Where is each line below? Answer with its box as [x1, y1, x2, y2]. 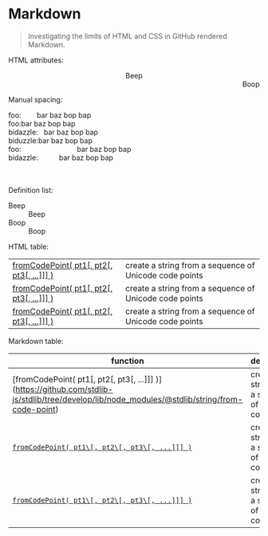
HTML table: [8, 242, 49, 251]
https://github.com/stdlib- [15, 383, 113, 394]
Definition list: [8, 185, 53, 194]
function [111, 355, 144, 366]
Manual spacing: [8, 94, 63, 104]
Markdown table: [8, 336, 64, 346]
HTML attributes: [8, 55, 64, 65]
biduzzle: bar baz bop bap [8, 135, 93, 145]
